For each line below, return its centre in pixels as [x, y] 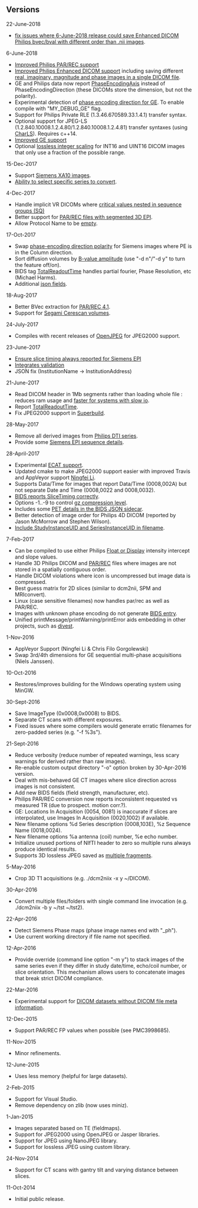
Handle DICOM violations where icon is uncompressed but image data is [103, 576]
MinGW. [24, 690]
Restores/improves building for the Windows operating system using [98, 684]
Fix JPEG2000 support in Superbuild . [60, 413]
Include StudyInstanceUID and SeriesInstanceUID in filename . [90, 527]
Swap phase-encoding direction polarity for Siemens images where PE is [103, 246]
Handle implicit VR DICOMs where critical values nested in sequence [98, 204]
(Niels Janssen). [34, 661]
